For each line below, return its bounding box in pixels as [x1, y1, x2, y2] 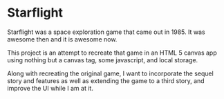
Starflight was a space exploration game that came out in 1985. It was [7, 28, 205, 36]
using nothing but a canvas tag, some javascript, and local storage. [7, 55, 198, 64]
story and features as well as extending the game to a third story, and [7, 76, 205, 84]
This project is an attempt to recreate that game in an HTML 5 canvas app [7, 48, 217, 57]
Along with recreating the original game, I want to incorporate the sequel [7, 69, 214, 78]
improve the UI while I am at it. [7, 84, 93, 92]
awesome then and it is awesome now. [7, 35, 118, 43]
